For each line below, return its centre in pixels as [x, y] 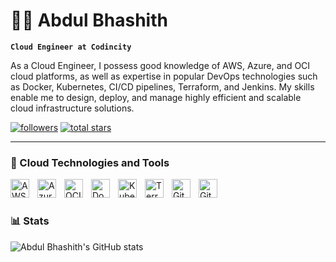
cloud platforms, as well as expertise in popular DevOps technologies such [164, 76]
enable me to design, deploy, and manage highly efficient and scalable [156, 97]
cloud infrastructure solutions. [72, 108]
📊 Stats [30, 221]
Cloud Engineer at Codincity [71, 47]
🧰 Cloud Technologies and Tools [90, 162]
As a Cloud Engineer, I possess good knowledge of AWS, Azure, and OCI [160, 65]
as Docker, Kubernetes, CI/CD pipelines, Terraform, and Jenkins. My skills [162, 86]
